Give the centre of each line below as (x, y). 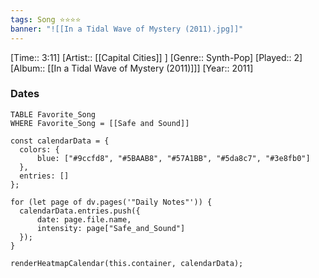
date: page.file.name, (84, 219)
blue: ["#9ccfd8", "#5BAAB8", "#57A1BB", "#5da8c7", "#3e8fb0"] (173, 158)
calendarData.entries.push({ (80, 211)
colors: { (39, 149)
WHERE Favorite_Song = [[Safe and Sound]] (100, 123)
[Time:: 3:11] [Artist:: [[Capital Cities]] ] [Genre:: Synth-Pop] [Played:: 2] (156, 57)
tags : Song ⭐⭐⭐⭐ (46, 19)
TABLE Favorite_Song (53, 114)
